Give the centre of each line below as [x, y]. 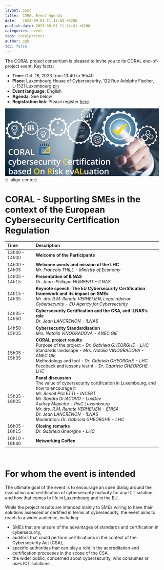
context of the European [55, 210]
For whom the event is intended [70, 474]
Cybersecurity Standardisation [68, 328]
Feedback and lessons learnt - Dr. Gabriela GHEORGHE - [94, 366]
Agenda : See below [32, 96]
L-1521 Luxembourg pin [36, 86]
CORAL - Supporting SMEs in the [73, 199]
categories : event [24, 31]
